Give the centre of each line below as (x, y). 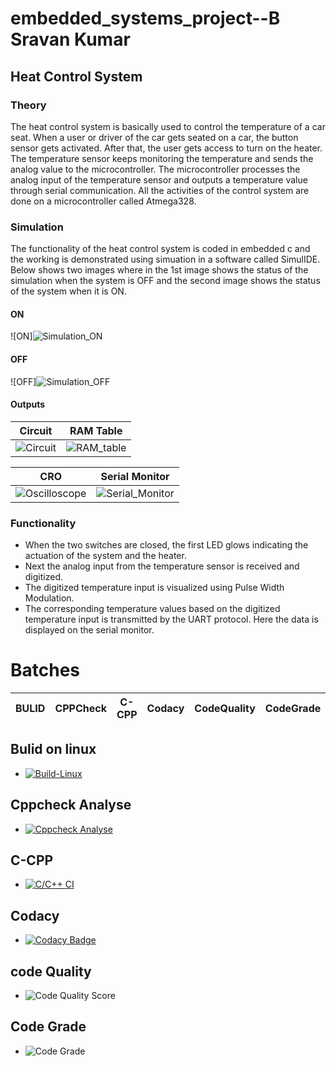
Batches (45, 670)
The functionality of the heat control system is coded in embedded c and (160, 249)
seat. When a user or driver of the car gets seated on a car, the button (154, 137)
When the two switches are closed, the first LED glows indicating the (166, 545)
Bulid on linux (53, 749)
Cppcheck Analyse (71, 805)
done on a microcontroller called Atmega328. (103, 201)
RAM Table (96, 430)
